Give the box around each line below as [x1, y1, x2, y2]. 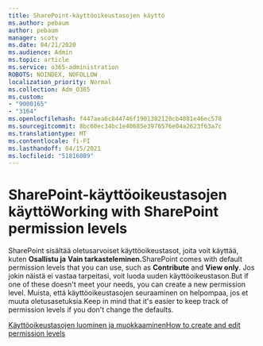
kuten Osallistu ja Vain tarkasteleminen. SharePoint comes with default [8, 255, 242, 264]
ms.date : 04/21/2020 [8, 41, 77, 49]
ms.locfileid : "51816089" [8, 152, 94, 160]
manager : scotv [8, 33, 59, 42]
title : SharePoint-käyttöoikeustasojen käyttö [8, 11, 165, 20]
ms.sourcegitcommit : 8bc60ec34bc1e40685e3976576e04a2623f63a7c [8, 122, 222, 130]
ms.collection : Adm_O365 [8, 85, 91, 94]
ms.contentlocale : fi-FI [8, 136, 91, 145]
